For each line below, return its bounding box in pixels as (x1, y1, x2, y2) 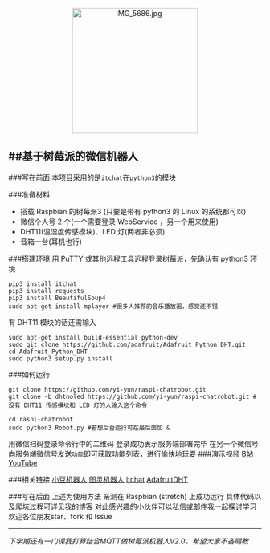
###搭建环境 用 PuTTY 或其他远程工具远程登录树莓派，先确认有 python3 (8, 254, 249, 263)
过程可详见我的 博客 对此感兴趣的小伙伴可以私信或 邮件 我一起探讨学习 (29, 502, 257, 511)
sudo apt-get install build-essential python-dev (8, 333, 178, 341)
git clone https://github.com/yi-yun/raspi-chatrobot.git (8, 385, 207, 393)
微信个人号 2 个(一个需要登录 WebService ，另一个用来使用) (19, 217, 219, 226)
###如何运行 (8, 369, 51, 379)
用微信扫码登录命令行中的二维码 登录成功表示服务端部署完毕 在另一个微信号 (8, 438, 259, 449)
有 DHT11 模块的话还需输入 (8, 317, 96, 327)
